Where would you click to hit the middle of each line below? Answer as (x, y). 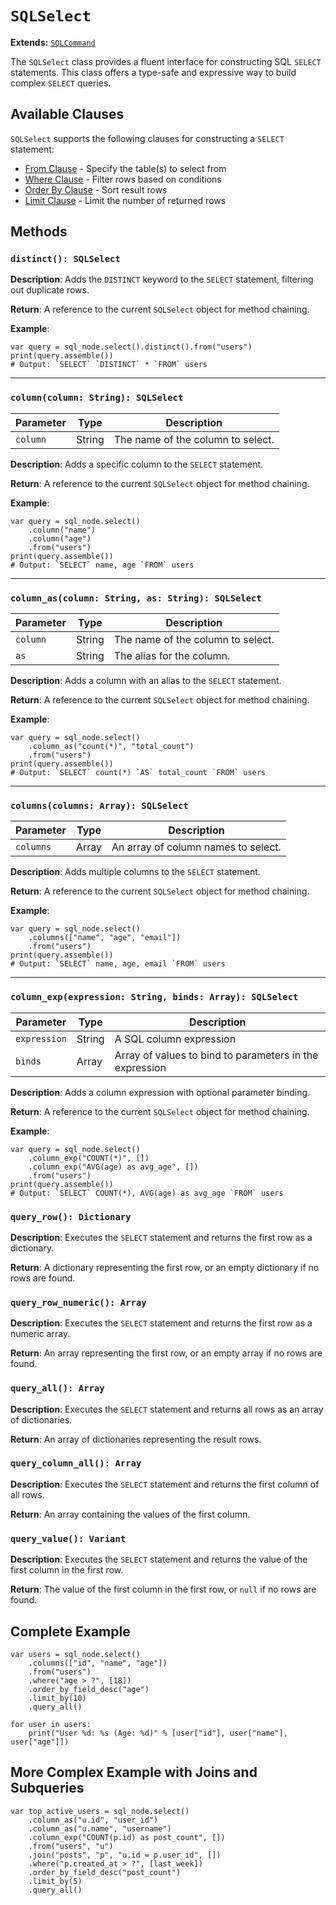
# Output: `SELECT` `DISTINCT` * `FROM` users (109, 365)
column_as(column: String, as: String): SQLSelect (136, 598)
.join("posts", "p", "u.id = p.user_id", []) (125, 1855)
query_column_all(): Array (76, 1463)
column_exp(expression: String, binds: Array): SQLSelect (154, 997)
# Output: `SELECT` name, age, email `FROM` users (118, 964)
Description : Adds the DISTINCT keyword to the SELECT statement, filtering (162, 279)
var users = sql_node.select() (75, 1654)
